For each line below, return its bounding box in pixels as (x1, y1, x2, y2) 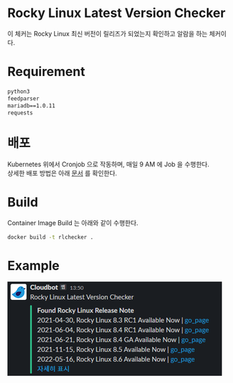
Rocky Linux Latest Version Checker (7, 5, 226, 21)
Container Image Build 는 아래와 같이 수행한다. (7, 218, 139, 227)
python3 (7, 87, 31, 95)
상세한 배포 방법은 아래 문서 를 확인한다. (7, 168, 117, 177)
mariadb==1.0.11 (7, 102, 55, 109)
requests (7, 109, 33, 117)
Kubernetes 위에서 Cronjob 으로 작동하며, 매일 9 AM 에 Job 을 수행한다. (7, 160, 210, 168)
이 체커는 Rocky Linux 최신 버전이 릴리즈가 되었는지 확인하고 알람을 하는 (7, 29, 208, 38)
